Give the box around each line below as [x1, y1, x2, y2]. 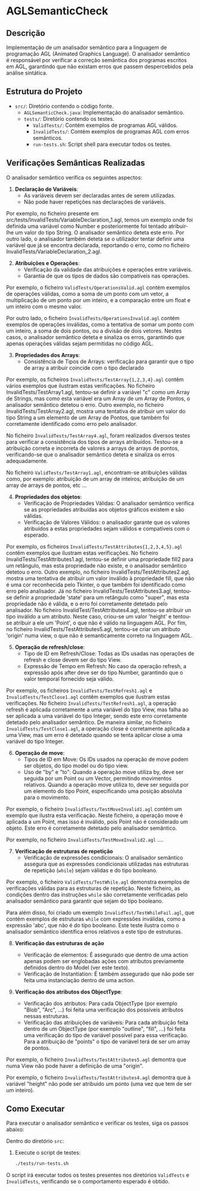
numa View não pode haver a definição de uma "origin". [6, 1062, 144, 1069]
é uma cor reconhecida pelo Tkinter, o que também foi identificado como [6, 581, 186, 588]
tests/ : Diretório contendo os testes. [23, 115, 115, 122]
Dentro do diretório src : [6, 1138, 64, 1145]
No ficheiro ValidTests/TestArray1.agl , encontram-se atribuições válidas [6, 468, 187, 476]
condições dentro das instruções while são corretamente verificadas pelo [6, 891, 188, 898]
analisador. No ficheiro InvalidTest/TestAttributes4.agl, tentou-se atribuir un [6, 606, 192, 614]
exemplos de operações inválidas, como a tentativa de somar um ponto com [6, 321, 194, 328]
